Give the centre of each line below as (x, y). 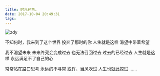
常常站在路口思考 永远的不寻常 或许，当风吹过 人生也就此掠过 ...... (71, 69)
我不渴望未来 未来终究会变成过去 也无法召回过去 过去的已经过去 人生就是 (78, 53)
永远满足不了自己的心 (32, 59)
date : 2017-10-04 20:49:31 (32, 14)
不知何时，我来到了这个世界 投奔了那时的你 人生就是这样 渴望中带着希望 (77, 42)
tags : (10, 18)
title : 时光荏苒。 (22, 9)
